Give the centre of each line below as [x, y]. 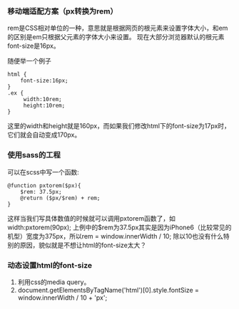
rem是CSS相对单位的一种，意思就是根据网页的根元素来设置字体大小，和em [118, 28]
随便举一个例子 [29, 61]
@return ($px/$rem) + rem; [60, 198]
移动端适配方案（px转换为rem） [62, 11]
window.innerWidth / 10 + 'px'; [62, 298]
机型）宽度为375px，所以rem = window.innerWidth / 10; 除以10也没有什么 [115, 236]
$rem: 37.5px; [41, 192]
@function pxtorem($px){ [44, 185]
